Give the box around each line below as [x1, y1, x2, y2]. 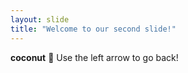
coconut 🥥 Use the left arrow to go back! [10, 51, 179, 63]
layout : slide [10, 14, 70, 25]
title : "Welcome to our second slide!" [10, 24, 177, 34]
